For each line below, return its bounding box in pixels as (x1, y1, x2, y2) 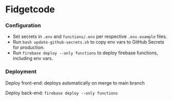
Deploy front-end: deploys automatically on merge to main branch (5, 79, 145, 86)
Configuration (5, 22, 41, 29)
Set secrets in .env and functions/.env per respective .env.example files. (12, 33, 167, 39)
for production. (12, 45, 45, 51)
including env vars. (12, 55, 53, 62)
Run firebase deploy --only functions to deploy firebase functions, (12, 50, 158, 56)
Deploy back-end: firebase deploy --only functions (5, 90, 118, 96)
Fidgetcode (5, 4, 55, 15)
